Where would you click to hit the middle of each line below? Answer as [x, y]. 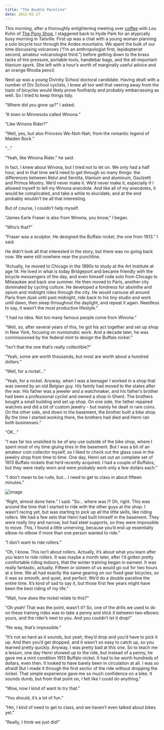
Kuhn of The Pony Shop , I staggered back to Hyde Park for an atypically [78, 33]
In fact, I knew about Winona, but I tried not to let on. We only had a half [77, 167]
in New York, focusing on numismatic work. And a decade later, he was [77, 332]
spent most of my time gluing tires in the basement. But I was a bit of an [78, 447]
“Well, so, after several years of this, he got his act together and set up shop [82, 327]
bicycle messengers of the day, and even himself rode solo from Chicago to [82, 276]
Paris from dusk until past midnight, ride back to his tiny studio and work [78, 297]
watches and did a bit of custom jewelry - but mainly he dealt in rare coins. [80, 407]
